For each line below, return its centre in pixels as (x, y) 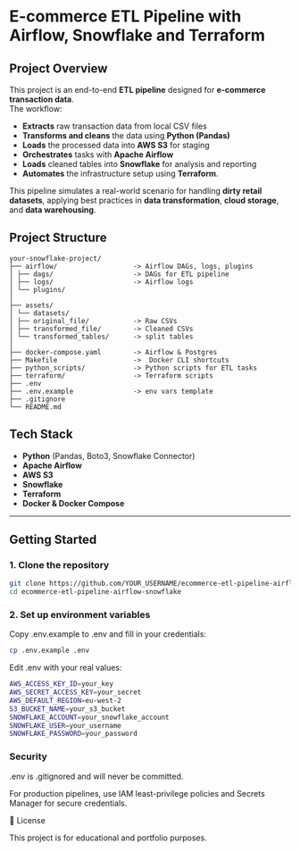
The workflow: (36, 109)
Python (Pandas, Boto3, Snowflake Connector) (108, 455)
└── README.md (36, 407)
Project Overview (58, 68)
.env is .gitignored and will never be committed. (96, 776)
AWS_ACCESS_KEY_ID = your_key (62, 684)
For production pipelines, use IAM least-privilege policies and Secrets (137, 793)
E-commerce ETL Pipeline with (125, 17)
